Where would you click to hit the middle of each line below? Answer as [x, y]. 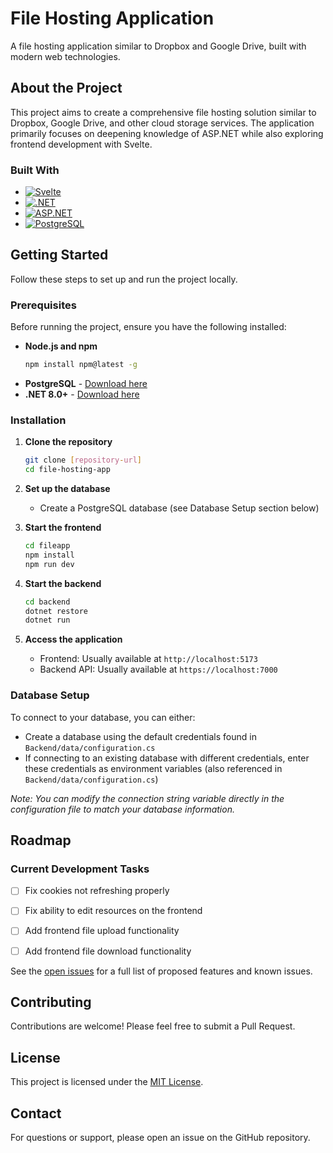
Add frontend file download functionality [108, 951]
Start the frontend [63, 528]
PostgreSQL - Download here [86, 384]
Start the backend [63, 583]
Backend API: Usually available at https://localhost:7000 [158, 669]
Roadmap [41, 840]
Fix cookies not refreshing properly [97, 891]
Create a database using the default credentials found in [140, 736]
